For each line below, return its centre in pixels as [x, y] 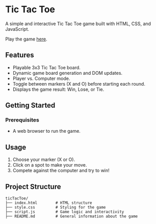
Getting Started [30, 105]
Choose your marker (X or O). [44, 159]
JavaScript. [17, 29]
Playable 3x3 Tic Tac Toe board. [46, 67]
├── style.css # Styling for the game [56, 208]
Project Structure [33, 186]
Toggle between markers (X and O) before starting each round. [79, 84]
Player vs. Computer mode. [41, 78]
